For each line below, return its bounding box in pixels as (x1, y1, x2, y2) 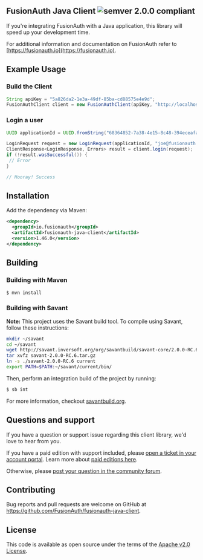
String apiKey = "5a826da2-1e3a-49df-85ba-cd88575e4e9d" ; (6, 96, 155, 102)
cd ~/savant (6, 341, 36, 348)
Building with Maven (6, 276, 68, 284)
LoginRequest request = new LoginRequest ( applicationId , (6, 140, 153, 147)
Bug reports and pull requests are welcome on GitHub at (6, 501, 147, 508)
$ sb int (6, 386, 28, 392)
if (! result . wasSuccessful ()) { (6, 152, 88, 158)
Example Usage (6, 64, 66, 74)
